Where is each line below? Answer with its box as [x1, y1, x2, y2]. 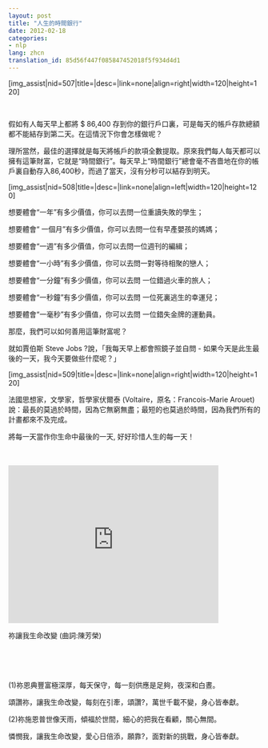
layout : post [8, 11, 52, 20]
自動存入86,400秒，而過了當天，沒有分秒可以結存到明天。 [22, 166, 214, 176]
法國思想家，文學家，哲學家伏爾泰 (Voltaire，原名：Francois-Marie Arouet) [8, 394, 255, 404]
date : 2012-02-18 [8, 26, 66, 34]
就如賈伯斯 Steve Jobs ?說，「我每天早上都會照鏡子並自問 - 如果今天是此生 [8, 343, 253, 353]
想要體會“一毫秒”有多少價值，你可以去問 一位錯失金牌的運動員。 [8, 309, 220, 319]
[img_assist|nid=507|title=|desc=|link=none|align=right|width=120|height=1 [8, 78, 258, 88]
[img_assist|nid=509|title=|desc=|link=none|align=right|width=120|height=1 [8, 370, 258, 379]
